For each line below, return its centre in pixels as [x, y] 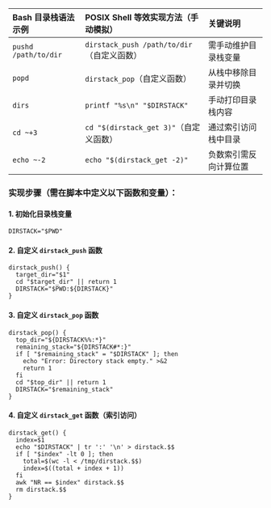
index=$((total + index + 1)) [74, 468]
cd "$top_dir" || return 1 [61, 382]
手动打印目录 [233, 100]
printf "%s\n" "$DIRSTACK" [136, 106]
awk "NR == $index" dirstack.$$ [70, 482]
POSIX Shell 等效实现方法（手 [142, 17]
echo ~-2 [29, 160]
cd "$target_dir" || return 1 [66, 282]
